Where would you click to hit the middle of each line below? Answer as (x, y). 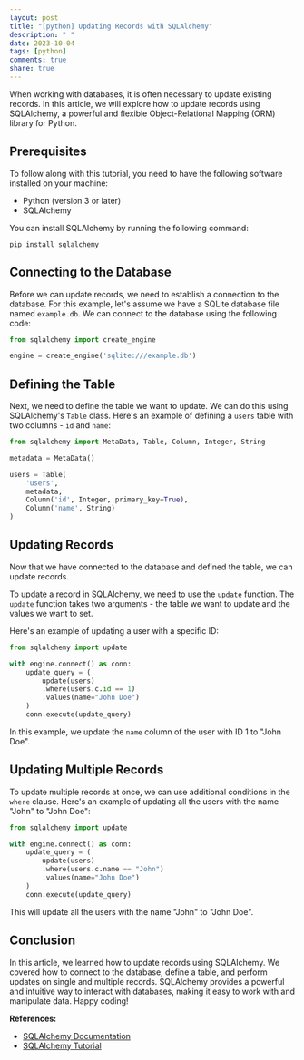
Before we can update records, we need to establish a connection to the (144, 294)
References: (33, 1018)
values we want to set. (51, 613)
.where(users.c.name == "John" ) (103, 870)
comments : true (38, 60)
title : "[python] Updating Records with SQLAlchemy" (111, 26)
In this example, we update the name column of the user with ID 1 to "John (145, 732)
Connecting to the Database (91, 272)
